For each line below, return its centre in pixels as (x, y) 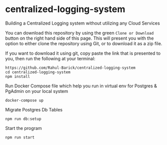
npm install (18, 76)
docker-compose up (24, 100)
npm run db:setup (23, 119)
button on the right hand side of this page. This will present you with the (79, 38)
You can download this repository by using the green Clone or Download (79, 33)
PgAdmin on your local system (37, 91)
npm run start (20, 137)
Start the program (24, 128)
